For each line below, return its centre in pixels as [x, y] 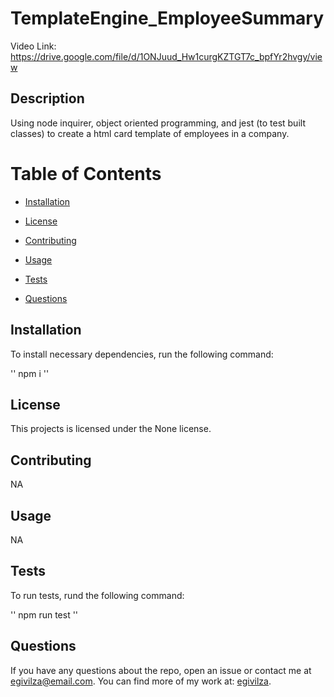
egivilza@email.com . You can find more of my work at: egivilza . [141, 681]
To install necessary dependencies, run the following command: [142, 354]
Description [47, 98]
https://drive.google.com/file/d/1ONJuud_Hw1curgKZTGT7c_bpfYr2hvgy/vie [166, 56]
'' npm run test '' [44, 614]
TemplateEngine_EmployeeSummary [167, 18]
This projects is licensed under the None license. [111, 429]
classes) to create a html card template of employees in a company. [150, 133]
